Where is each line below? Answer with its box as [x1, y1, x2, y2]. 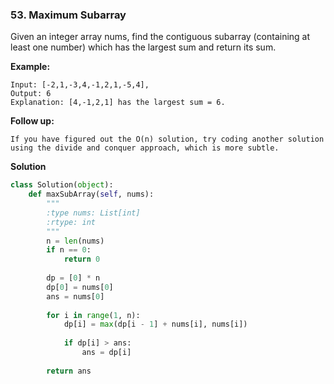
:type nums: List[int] [46, 208, 141, 218]
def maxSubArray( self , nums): [28, 189, 155, 200]
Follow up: [10, 115, 55, 127]
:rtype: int [46, 217, 97, 227]
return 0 [63, 254, 101, 265]
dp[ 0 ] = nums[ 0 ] [46, 282, 114, 292]
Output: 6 [10, 89, 52, 99]
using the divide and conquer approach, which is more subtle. [10, 143, 280, 153]
